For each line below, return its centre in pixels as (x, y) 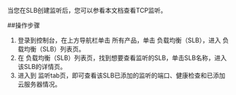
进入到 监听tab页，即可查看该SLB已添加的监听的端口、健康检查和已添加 (121, 75)
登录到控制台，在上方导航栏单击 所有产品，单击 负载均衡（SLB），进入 (119, 40)
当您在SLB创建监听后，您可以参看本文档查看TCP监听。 (87, 10)
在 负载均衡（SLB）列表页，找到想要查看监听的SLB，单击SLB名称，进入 (122, 58)
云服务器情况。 (39, 84)
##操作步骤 (24, 25)
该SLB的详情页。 (42, 66)
